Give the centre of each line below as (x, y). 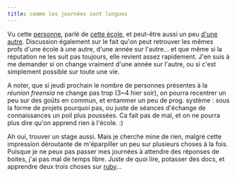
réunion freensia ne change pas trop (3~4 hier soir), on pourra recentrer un (117, 93)
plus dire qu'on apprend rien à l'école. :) (65, 123)
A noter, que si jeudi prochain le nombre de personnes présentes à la (108, 85)
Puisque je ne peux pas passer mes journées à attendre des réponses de (114, 151)
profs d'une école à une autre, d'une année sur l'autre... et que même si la (115, 49)
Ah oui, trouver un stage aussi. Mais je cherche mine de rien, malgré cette (115, 136)
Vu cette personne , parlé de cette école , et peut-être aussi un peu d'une (113, 34)
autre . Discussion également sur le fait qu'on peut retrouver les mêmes (110, 41)
